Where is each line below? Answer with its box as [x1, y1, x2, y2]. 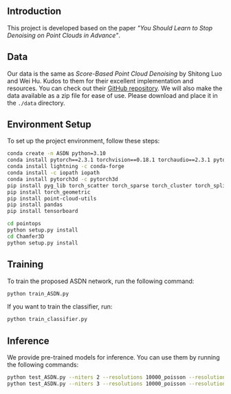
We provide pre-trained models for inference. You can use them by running [7, 353, 220, 362]
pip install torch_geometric [7, 189, 91, 196]
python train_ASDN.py [7, 290, 69, 297]
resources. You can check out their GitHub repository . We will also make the [7, 84, 223, 92]
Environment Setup [7, 118, 91, 130]
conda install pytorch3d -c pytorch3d [7, 176, 118, 183]
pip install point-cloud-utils [7, 195, 97, 202]
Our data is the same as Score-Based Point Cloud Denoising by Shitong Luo [7, 69, 222, 78]
